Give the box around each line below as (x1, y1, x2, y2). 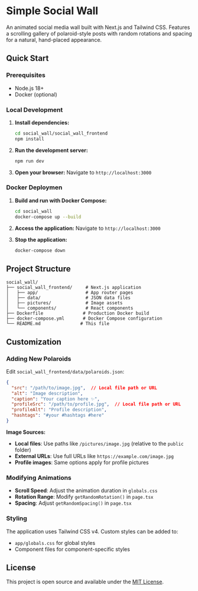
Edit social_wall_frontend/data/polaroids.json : (6, 368, 125, 375)
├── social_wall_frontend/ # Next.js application (6, 285, 142, 291)
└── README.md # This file (6, 321, 110, 327)
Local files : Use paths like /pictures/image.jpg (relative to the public (14, 440, 184, 447)
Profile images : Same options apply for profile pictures (14, 459, 149, 466)
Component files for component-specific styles (14, 545, 130, 553)
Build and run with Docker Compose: (14, 197, 107, 204)
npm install (14, 136, 44, 142)
